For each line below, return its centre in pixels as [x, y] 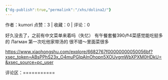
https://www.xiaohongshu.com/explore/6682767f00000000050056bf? [79, 51]
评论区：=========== [30, 72]
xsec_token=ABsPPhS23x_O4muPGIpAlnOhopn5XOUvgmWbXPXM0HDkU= [83, 57]
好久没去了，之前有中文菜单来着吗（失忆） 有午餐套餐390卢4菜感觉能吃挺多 [84, 35]
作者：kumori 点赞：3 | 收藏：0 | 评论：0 [48, 24]
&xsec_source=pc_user [29, 62]
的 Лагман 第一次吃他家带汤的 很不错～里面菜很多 [57, 41]
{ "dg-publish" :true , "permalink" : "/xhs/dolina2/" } [58, 10]
